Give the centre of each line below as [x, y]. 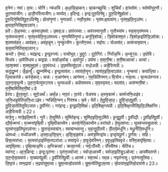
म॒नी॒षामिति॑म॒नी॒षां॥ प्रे [21, 89]
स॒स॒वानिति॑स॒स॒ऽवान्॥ [22, 48]
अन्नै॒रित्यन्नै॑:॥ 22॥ [20, 112]
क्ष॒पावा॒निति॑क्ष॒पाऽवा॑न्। [22, 25]
